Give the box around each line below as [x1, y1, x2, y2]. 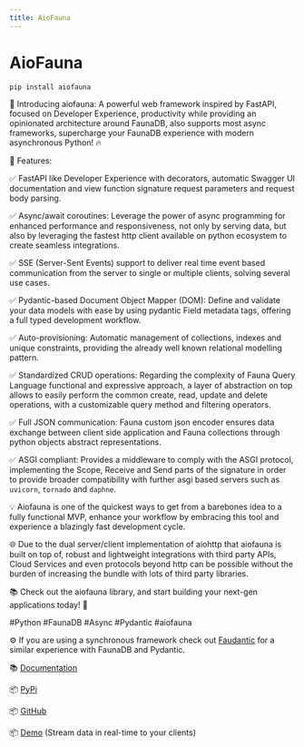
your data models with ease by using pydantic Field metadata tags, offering [9, 305, 291, 316]
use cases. [9, 277, 50, 288]
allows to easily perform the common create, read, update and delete [9, 389, 268, 400]
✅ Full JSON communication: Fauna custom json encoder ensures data [9, 417, 275, 428]
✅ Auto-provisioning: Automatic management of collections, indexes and [9, 332, 282, 343]
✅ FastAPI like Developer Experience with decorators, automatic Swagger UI [9, 172, 296, 183]
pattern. [9, 351, 39, 363]
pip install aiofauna [9, 83, 92, 92]
